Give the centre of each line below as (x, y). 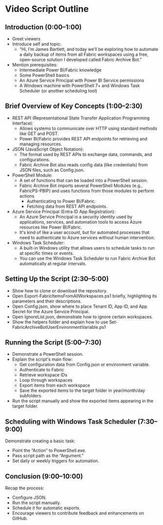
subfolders (30, 396)
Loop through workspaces (46, 380)
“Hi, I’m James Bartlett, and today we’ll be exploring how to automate (89, 49)
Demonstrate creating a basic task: (40, 441)
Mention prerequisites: (35, 65)
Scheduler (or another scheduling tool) (58, 91)
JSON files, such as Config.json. (52, 170)
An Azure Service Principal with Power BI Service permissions (82, 80)
